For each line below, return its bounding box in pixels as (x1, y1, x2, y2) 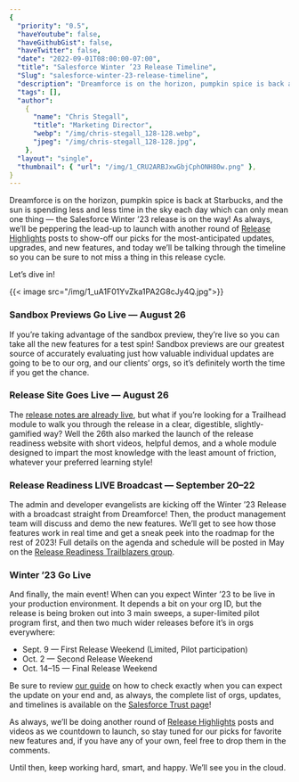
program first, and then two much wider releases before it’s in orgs (9, 617, 254, 629)
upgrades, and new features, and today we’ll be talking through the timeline (9, 243, 287, 253)
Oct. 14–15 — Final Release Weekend (21, 663, 158, 674)
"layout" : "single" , (17, 153, 93, 163)
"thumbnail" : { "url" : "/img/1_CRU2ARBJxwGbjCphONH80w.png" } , (17, 162, 256, 171)
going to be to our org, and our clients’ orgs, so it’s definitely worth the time (9, 358, 286, 368)
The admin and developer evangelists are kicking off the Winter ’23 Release (9, 499, 287, 510)
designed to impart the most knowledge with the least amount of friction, (9, 447, 277, 457)
